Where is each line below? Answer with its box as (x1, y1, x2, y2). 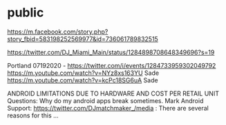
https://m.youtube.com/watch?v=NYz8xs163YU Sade (7, 69, 160, 77)
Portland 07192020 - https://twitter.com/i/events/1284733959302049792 (7, 61, 216, 69)
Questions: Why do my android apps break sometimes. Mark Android (7, 96, 204, 104)
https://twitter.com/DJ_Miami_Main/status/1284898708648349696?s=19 (7, 48, 215, 56)
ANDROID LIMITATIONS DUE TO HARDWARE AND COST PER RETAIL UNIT (7, 89, 220, 98)
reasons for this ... (7, 111, 59, 120)
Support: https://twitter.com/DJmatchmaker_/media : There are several (7, 104, 209, 112)
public (7, 5, 44, 21)
